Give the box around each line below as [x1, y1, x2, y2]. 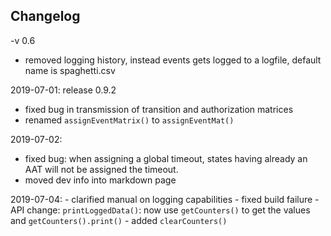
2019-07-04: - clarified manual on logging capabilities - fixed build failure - [10, 193, 320, 205]
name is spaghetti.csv [24, 64, 116, 76]
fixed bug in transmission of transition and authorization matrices [24, 103, 294, 115]
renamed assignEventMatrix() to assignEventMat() [24, 114, 235, 126]
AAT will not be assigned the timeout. [24, 163, 179, 175]
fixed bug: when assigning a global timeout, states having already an [24, 152, 308, 164]
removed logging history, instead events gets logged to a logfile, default [24, 54, 322, 66]
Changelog [10, 8, 81, 25]
